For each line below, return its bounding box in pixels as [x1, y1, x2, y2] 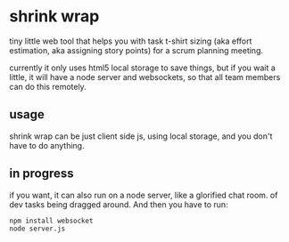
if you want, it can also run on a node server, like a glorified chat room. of [9, 190, 278, 200]
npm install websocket [9, 216, 94, 225]
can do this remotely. [9, 81, 87, 92]
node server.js [9, 224, 66, 233]
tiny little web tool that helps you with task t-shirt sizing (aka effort [9, 36, 252, 46]
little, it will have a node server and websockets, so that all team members [9, 71, 281, 82]
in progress [9, 166, 74, 181]
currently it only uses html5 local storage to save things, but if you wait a [9, 62, 277, 73]
